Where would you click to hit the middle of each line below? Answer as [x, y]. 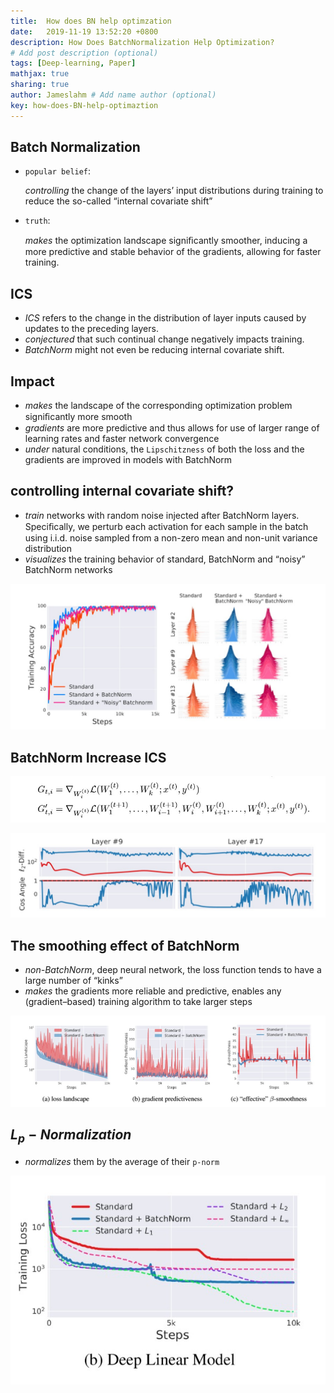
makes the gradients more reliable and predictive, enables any [153, 991]
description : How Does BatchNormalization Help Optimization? [142, 42]
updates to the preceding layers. [91, 329]
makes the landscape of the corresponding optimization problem [158, 406]
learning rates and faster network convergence [122, 439]
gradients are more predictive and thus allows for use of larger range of [172, 428]
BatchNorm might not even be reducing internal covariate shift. [154, 350]
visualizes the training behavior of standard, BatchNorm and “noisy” [165, 559]
